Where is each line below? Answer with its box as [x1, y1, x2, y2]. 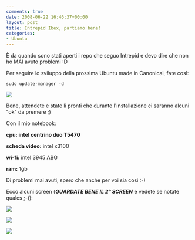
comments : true [6, 8, 43, 15]
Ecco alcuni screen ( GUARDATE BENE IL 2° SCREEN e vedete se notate [6, 188, 180, 195]
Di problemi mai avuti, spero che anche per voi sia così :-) [6, 177, 146, 184]
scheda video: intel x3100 [6, 143, 69, 150]
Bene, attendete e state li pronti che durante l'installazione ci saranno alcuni [6, 102, 190, 109]
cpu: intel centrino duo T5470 [6, 131, 80, 138]
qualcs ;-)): [6, 194, 33, 201]
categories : [6, 31, 35, 36]
